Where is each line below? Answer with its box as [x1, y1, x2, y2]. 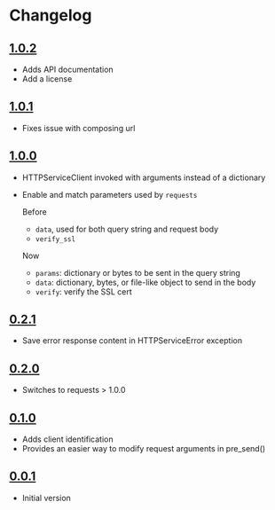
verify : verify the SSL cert [35, 286, 133, 297]
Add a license [21, 74, 73, 84]
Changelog [9, 5, 92, 26]
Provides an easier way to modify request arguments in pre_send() [21, 443, 266, 454]
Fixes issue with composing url [21, 122, 136, 133]
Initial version [21, 492, 71, 503]
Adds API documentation [21, 64, 114, 75]
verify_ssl [35, 234, 76, 244]
